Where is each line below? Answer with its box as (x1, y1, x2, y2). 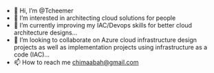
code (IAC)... (13, 50, 50, 59)
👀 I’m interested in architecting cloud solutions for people (13, 14, 176, 22)
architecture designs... (13, 28, 78, 36)
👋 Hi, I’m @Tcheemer (13, 7, 74, 14)
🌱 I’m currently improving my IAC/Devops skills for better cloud (13, 21, 193, 29)
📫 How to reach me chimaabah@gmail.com (13, 59, 139, 66)
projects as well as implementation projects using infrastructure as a (13, 43, 208, 51)
